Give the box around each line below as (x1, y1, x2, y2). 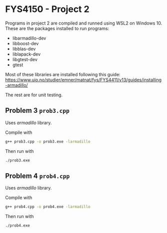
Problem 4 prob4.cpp (5, 171, 70, 180)
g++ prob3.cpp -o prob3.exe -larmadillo (5, 139, 91, 144)
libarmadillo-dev (12, 35, 46, 41)
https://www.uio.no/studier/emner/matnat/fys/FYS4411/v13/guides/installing (5, 77, 161, 83)
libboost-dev (12, 40, 39, 46)
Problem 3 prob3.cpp (5, 106, 70, 115)
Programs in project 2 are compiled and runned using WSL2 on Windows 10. (5, 20, 162, 26)
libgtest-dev (12, 56, 37, 62)
